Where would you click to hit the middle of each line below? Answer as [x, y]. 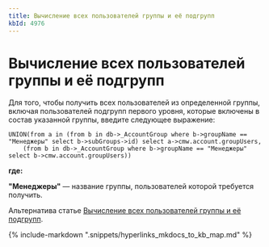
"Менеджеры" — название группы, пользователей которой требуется [131, 186]
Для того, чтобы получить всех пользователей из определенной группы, [134, 103]
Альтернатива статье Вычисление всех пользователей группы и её [125, 211]
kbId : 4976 [27, 23]
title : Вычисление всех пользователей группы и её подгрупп [112, 16]
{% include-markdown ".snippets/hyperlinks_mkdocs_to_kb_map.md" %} [130, 235]
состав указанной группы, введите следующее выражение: [112, 120]
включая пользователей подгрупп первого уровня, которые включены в [134, 111]
